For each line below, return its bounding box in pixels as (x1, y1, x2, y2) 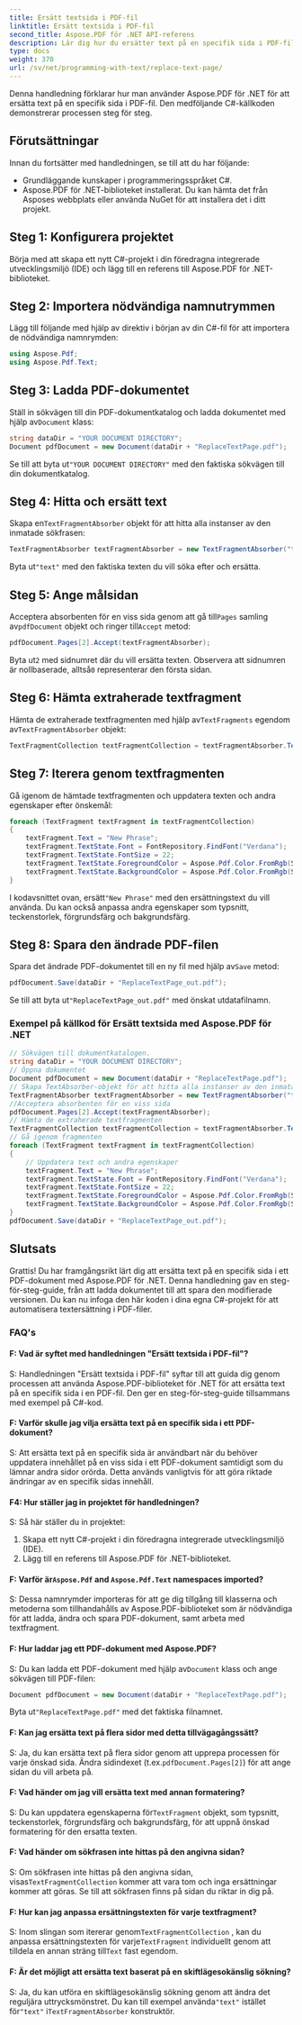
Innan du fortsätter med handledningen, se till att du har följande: (9, 157, 250, 168)
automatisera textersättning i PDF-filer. (9, 1303, 153, 1314)
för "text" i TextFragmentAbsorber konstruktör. (9, 2005, 175, 2016)
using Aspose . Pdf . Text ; (9, 358, 99, 368)
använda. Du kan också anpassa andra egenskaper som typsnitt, (9, 902, 250, 913)
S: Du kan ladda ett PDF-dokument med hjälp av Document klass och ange (9, 1663, 278, 1674)
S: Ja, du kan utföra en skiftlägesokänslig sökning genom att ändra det (9, 1986, 271, 1997)
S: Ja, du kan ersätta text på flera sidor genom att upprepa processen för (9, 1747, 280, 1757)
